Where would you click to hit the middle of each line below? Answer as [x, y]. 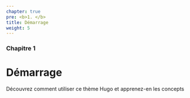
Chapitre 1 [21, 49]
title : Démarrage [27, 22]
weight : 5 [18, 28]
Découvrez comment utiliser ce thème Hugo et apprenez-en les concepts [95, 89]
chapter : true [24, 11]
